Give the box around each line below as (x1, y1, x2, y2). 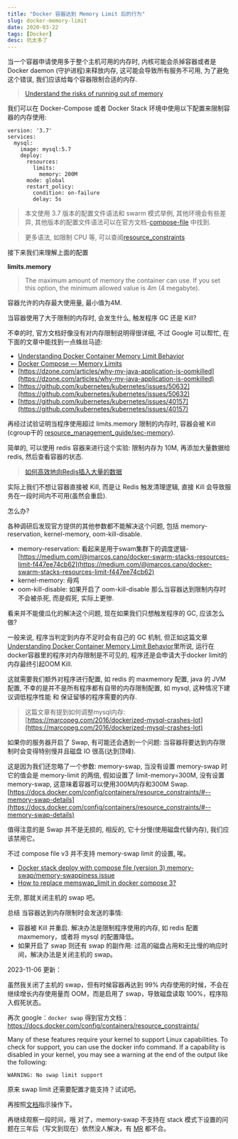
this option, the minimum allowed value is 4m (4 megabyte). (24, 284, 200, 293)
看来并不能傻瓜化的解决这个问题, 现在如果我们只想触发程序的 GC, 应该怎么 (7, 609, 225, 618)
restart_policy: (26, 183, 75, 191)
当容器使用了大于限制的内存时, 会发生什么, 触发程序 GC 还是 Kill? (7, 314, 197, 322)
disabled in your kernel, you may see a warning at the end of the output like (7, 1051, 229, 1059)
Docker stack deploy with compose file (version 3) (17, 864, 166, 872)
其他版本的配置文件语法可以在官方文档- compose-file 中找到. (34, 218, 211, 226)
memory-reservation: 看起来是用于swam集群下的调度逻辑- (17, 545, 190, 553)
